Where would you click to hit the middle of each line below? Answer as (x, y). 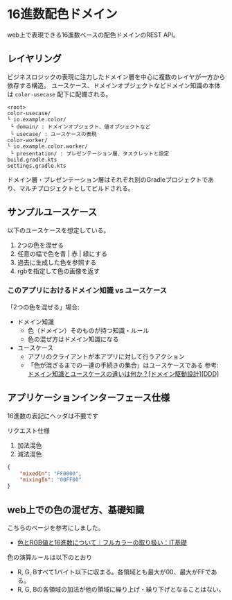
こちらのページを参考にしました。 (56, 527)
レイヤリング (35, 59)
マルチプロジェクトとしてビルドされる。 (77, 188)
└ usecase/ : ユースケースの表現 (53, 134)
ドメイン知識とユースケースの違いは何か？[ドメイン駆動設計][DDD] (123, 374)
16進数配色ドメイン (62, 14)
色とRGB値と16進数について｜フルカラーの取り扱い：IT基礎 (102, 542)
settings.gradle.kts (37, 166)
